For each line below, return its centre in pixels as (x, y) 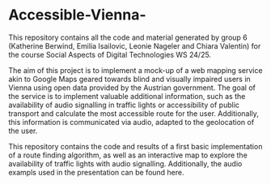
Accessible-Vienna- (77, 15)
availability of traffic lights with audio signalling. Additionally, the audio (125, 163)
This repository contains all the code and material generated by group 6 (128, 37)
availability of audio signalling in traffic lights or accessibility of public (124, 105)
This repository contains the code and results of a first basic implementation (135, 146)
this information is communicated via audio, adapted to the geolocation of (131, 122)
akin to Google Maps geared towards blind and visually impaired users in (129, 79)
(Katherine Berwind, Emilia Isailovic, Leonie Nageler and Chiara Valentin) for (135, 45)
